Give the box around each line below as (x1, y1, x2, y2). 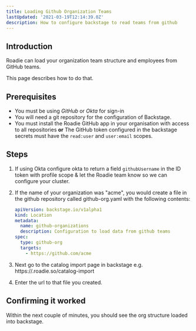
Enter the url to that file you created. (14, 279, 103, 286)
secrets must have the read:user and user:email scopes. (14, 133, 153, 139)
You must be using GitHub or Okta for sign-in (14, 107, 125, 114)
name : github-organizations (20, 223, 89, 229)
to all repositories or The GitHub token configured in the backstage (14, 126, 178, 133)
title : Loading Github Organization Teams (6, 8, 112, 15)
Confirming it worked (6, 296, 86, 306)
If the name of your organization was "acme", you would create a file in (14, 189, 187, 196)
